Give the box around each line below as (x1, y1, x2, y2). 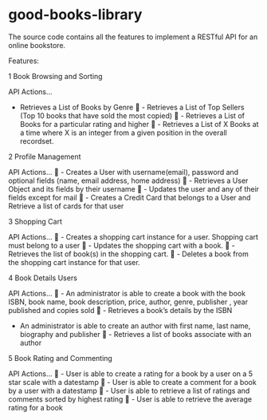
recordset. (19, 136, 54, 145)
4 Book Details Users (8, 273, 78, 283)
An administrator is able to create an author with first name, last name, (19, 321, 251, 331)
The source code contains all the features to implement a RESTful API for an (8, 32, 258, 42)
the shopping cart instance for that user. (8, 257, 141, 267)
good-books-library (8, 6, 143, 24)
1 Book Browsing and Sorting (8, 71, 103, 81)
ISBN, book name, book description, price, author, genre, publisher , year (8, 297, 249, 307)
